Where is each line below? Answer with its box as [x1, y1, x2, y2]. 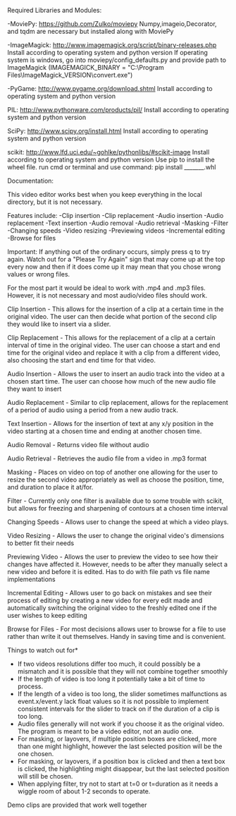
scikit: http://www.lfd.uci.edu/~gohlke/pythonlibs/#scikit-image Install [7, 148, 210, 156]
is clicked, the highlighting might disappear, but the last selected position [17, 765, 230, 773]
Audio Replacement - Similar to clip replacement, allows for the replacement [7, 398, 229, 406]
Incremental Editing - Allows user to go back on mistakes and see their [7, 589, 213, 597]
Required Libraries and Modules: [7, 6, 102, 14]
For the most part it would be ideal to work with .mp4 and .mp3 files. [7, 284, 206, 292]
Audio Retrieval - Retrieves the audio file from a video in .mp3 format [7, 454, 206, 463]
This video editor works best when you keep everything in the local [7, 190, 202, 198]
